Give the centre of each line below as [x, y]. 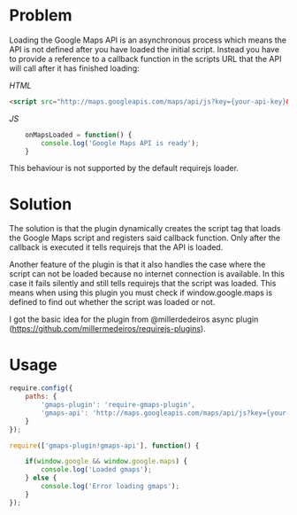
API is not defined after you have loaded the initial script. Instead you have [145, 49]
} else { [41, 478]
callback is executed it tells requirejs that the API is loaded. [116, 247]
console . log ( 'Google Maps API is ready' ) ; [120, 143]
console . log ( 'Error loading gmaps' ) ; [110, 487]
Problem [41, 16]
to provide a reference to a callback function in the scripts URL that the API [145, 59]
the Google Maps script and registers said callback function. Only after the [145, 238]
